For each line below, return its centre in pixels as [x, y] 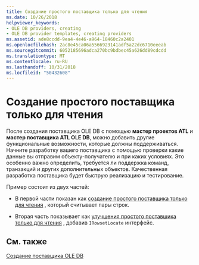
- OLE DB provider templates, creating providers [69, 34]
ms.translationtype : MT [36, 56]
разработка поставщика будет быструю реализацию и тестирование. [95, 176]
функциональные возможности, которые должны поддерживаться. [92, 144]
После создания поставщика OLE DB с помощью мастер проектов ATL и [100, 131]
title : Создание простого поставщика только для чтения [77, 12]
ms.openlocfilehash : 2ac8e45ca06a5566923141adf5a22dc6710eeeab [86, 45]
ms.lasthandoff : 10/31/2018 [41, 67]
